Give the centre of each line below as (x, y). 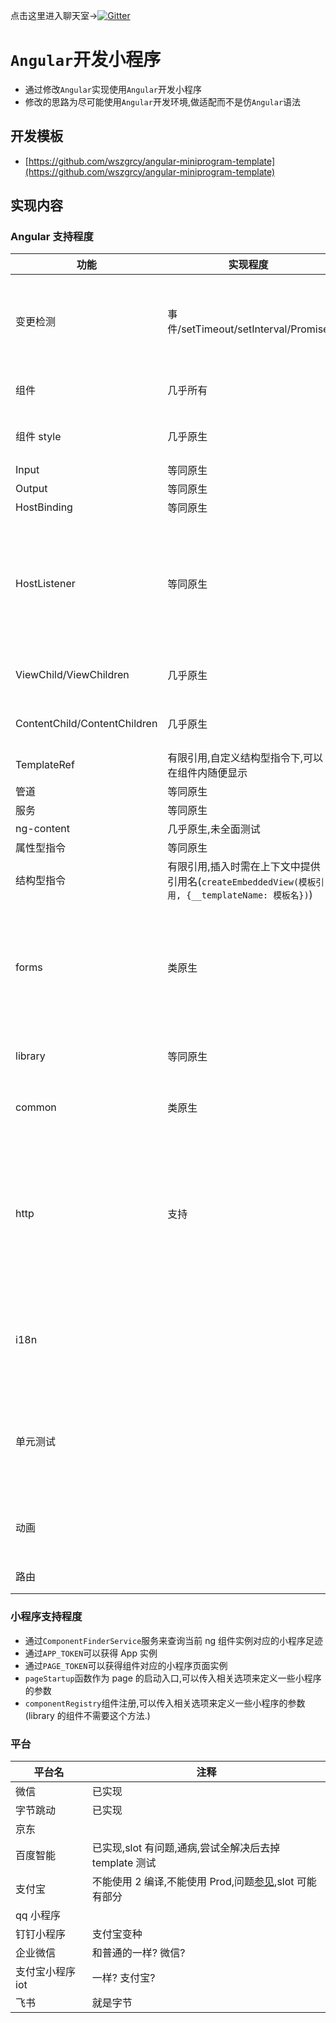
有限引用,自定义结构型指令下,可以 (245, 758)
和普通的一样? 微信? (138, 1953)
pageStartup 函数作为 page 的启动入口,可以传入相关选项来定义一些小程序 (173, 1678)
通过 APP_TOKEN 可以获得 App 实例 (91, 1653)
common (36, 1107)
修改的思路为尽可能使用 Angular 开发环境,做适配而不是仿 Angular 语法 (163, 101)
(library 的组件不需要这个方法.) (87, 1715)
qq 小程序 (38, 1916)
